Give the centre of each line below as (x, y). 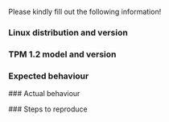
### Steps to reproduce (48, 109)
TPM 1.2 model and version (62, 54)
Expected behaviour (49, 76)
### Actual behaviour (44, 94)
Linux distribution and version (68, 32)
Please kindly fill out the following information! (85, 12)
